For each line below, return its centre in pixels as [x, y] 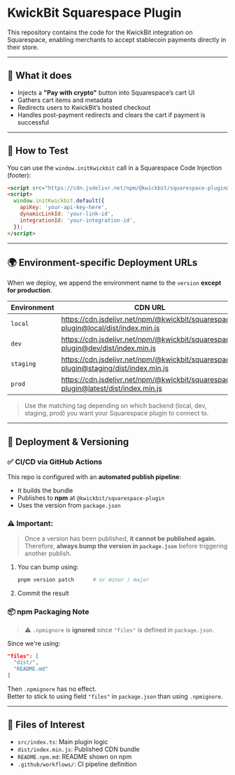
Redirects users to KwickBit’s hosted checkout [84, 107]
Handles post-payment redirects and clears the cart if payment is [111, 115]
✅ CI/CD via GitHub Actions [55, 462]
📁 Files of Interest [46, 725]
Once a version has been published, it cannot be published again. [120, 539]
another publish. [48, 553]
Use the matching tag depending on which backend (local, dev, [116, 406]
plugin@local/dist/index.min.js [111, 328]
